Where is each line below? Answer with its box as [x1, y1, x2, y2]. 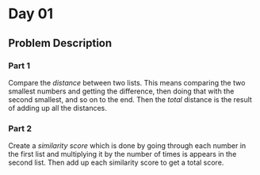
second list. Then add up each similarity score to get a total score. [8, 158, 224, 167]
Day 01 [8, 5, 54, 23]
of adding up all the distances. [8, 103, 107, 112]
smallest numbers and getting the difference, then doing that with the [8, 86, 235, 96]
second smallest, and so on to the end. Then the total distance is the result [8, 94, 252, 104]
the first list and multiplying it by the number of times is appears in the [8, 150, 237, 159]
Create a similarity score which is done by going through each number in [8, 141, 247, 150]
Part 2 [8, 123, 32, 134]
